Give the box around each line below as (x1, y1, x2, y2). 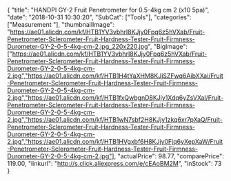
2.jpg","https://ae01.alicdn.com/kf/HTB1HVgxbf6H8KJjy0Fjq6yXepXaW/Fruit (7, 138, 223, 145)
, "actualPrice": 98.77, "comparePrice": (113, 152, 224, 160)
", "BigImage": (148, 43, 188, 50)
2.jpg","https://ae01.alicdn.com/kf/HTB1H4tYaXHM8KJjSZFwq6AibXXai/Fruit (7, 72, 224, 80)
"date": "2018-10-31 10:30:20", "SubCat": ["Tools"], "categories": (7, 13, 192, 21)
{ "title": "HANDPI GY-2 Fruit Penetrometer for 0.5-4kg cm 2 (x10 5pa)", (7, 6, 210, 14)
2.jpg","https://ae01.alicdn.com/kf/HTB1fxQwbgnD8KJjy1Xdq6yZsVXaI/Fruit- (7, 94, 224, 102)
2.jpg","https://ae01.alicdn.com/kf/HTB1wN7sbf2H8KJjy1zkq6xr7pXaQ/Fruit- (7, 116, 223, 123)
